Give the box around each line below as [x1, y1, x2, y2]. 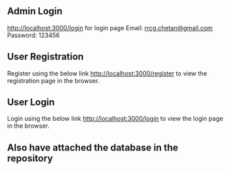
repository [7, 152, 54, 164]
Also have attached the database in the [7, 141, 179, 153]
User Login [7, 96, 55, 109]
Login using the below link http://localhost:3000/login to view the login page [7, 115, 224, 123]
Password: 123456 [7, 31, 60, 39]
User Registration [7, 51, 84, 62]
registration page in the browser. [7, 76, 100, 84]
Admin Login [7, 5, 63, 17]
